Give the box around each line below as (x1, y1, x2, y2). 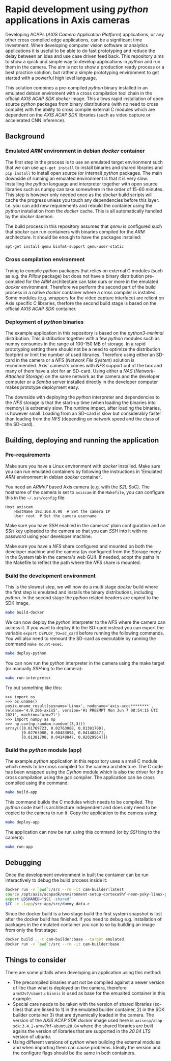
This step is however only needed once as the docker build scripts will (5, 192, 153, 198)
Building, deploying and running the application (5, 436, 159, 445)
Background (5, 132, 45, 141)
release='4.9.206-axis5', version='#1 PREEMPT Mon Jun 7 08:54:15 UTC (5, 708, 158, 713)
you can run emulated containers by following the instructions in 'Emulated (5, 468, 162, 475)
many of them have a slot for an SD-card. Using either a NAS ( (5, 368, 136, 374)
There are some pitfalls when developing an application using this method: (5, 969, 161, 975)
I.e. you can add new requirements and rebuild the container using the (5, 202, 153, 208)
